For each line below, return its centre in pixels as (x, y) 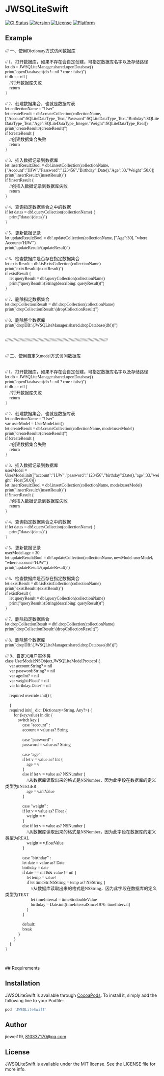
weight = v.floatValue (45, 843)
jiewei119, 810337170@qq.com (36, 1037)
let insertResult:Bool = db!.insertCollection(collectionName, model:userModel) (74, 485)
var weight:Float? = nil (29, 681)
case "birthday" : (37, 858)
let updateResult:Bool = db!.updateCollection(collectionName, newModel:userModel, (79, 558)
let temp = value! (41, 877)
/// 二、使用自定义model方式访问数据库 (43, 356)
